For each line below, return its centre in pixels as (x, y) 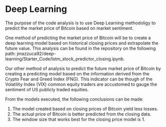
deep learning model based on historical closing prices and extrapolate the (82, 43)
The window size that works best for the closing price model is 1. (79, 119)
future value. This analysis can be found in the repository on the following (81, 48)
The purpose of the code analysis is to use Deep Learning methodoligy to (81, 23)
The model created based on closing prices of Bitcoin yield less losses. (85, 109)
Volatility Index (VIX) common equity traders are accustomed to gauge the (81, 84)
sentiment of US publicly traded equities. (47, 89)
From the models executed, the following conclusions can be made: (74, 99)
